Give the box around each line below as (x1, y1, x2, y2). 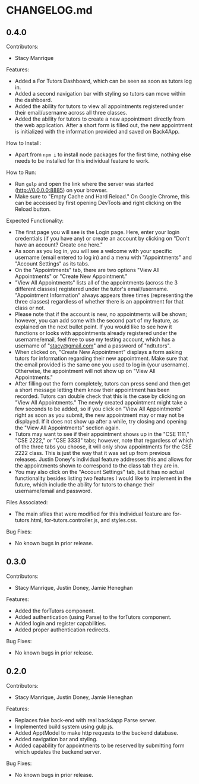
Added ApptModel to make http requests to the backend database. (14, 729, 179, 736)
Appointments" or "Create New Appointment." (14, 273, 128, 280)
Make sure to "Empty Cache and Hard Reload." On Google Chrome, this (14, 193, 190, 200)
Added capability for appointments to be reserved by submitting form (14, 742, 185, 749)
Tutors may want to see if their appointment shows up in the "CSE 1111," (14, 431, 189, 437)
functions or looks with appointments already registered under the (14, 330, 177, 336)
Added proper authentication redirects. (14, 626, 110, 633)
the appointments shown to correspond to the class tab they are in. (14, 462, 179, 469)
